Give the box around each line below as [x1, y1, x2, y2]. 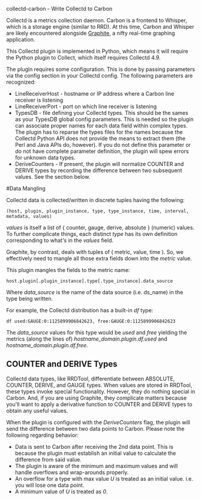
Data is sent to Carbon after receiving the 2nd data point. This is [14, 443, 174, 450]
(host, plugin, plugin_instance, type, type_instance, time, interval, [6, 208, 189, 214]
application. [6, 36, 35, 43]
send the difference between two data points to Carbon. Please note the [6, 425, 185, 432]
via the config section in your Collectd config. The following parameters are [6, 72, 193, 79]
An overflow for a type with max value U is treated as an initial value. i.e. [14, 475, 194, 482]
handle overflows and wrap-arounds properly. [14, 469, 129, 476]
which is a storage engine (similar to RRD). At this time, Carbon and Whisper [6, 23, 194, 30]
